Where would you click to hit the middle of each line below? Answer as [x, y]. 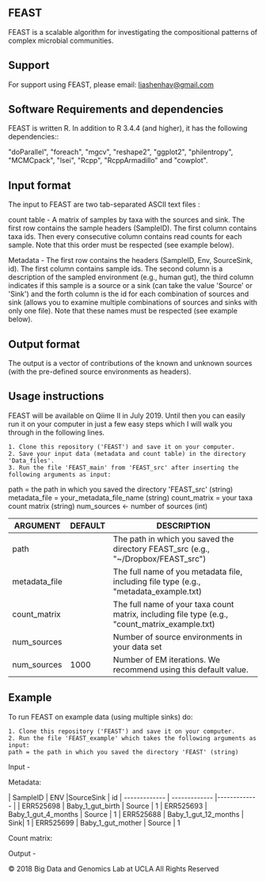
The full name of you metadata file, [178, 572]
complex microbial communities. [61, 40]
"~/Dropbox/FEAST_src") [160, 559]
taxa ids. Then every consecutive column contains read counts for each [125, 237]
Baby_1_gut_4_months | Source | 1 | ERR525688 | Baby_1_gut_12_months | [126, 814]
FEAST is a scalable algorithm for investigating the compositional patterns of [133, 32]
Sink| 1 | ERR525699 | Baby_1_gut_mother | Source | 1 [94, 822]
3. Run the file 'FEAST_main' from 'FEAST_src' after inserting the [123, 467]
